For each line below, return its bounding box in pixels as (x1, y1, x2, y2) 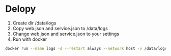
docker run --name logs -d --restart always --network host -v (5, 46, 142, 51)
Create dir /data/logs (12, 20, 56, 26)
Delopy (5, 3, 36, 15)
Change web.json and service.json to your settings (12, 31, 120, 37)
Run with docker (12, 36, 47, 42)
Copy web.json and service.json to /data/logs (12, 25, 108, 31)
